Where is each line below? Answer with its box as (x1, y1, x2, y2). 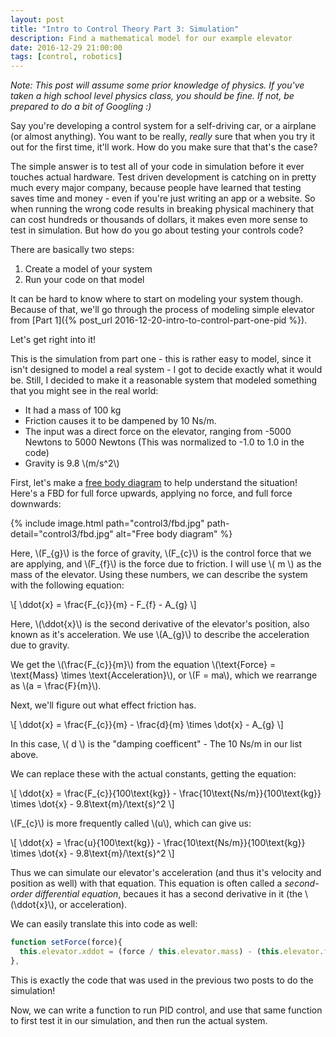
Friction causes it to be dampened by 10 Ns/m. (24, 415, 217, 427)
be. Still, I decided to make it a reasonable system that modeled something (10, 374, 318, 386)
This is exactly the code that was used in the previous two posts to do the (10, 974, 314, 986)
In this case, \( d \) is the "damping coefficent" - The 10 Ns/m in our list (10, 738, 303, 750)
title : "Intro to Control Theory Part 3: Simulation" (10, 24, 240, 34)
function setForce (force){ (10, 937, 123, 948)
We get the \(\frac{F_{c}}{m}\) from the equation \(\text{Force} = (10, 659, 277, 671)
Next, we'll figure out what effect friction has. (10, 699, 197, 711)
